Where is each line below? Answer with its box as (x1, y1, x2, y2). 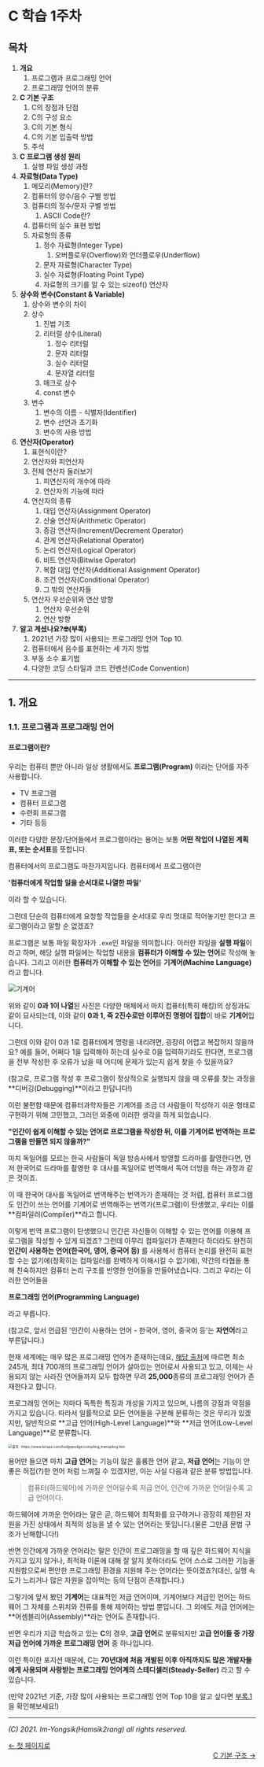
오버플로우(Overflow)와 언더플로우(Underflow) (54, 250, 200, 260)
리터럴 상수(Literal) (42, 329, 102, 338)
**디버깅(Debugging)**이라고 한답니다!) (8, 1083, 133, 1092)
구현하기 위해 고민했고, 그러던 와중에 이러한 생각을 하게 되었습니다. (8, 1110, 212, 1119)
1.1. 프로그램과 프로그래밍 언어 (8, 722, 115, 733)
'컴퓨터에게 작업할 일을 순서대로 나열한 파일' (8, 878, 141, 887)
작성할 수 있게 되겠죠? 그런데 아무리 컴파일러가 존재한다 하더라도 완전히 (35, 1236, 253, 1245)
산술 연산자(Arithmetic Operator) (42, 516, 147, 525)
